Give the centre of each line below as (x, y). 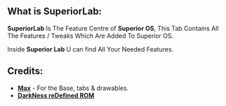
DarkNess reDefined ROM (56, 95)
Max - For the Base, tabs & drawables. (73, 88)
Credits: (25, 71)
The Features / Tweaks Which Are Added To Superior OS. (91, 36)
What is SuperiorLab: (55, 12)
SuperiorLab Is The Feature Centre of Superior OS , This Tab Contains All (113, 28)
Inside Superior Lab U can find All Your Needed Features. (91, 49)
